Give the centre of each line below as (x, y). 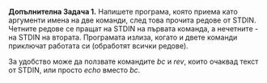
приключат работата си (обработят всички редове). (98, 46)
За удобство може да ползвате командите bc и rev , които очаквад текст (133, 61)
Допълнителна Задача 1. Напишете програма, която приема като (123, 12)
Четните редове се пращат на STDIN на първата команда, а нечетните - (133, 29)
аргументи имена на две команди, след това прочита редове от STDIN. (132, 20)
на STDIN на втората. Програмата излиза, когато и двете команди (123, 37)
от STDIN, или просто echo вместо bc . (74, 70)
